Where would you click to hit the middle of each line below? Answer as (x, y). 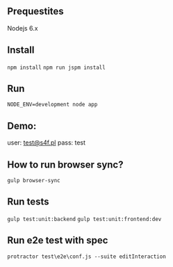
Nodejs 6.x (23, 28)
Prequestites (35, 11)
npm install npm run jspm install (56, 67)
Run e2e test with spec (58, 240)
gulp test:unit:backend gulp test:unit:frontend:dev (84, 219)
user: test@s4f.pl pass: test (46, 143)
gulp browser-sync (34, 181)
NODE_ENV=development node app (52, 105)
